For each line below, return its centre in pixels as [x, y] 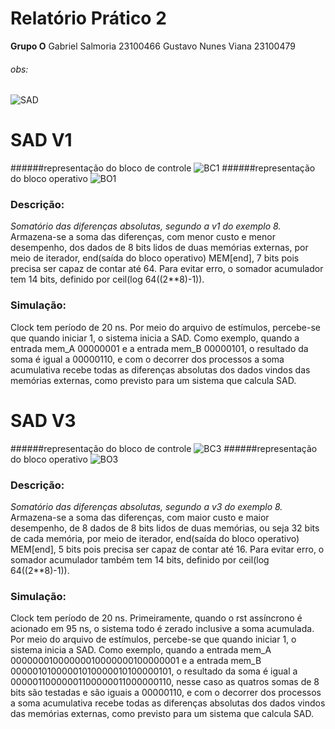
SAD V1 [41, 140]
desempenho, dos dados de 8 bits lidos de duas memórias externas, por [159, 248]
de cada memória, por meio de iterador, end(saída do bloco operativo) [155, 538]
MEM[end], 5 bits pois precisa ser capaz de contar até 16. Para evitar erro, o [167, 549]
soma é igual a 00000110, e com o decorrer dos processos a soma [147, 359]
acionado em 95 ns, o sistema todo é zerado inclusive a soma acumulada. [162, 629]
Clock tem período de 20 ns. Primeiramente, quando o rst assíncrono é [156, 618]
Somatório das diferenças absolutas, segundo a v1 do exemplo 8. [146, 226]
